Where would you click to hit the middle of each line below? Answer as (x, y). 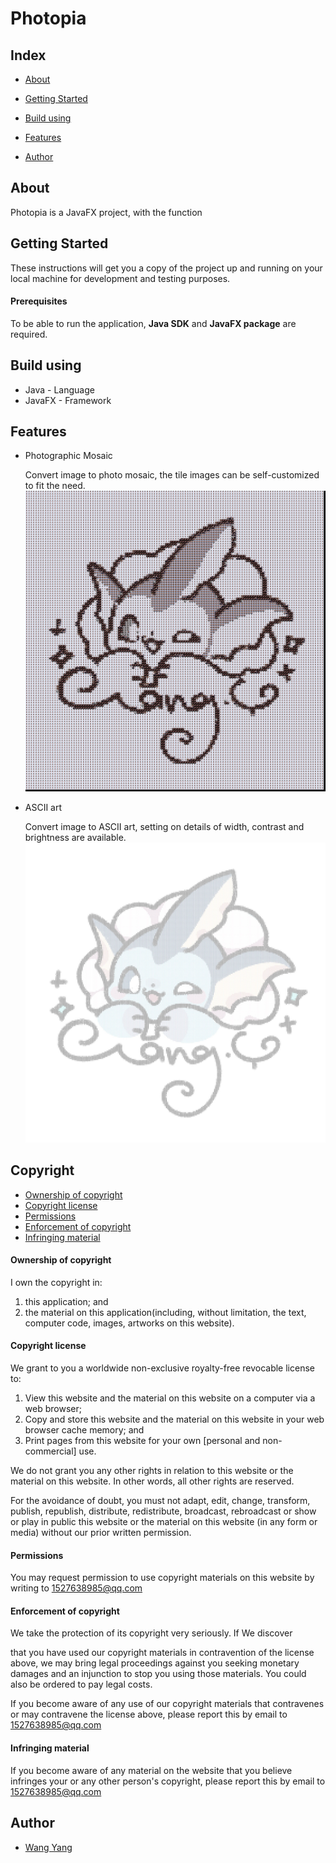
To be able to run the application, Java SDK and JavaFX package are (153, 323)
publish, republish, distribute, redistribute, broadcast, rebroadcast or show (163, 1511)
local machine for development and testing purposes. (120, 278)
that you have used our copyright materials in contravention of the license (162, 1653)
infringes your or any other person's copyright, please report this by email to (168, 1781)
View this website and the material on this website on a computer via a (170, 1398)
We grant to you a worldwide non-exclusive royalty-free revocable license (162, 1368)
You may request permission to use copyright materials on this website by (162, 1578)
